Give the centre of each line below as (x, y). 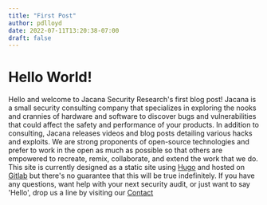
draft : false (30, 38)
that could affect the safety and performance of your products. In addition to (133, 125)
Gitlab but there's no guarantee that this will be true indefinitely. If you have (132, 175)
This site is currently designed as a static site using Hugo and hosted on (127, 168)
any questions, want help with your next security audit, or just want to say (130, 184)
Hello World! (50, 77)
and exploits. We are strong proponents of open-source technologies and (129, 142)
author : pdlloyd (35, 23)
